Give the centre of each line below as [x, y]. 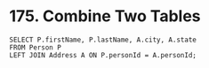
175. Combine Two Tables [105, 16]
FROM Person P [36, 47]
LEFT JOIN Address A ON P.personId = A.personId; [103, 55]
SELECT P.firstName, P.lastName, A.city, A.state [103, 40]
